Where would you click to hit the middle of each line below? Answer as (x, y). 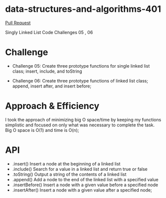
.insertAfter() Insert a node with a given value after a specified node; (82, 190)
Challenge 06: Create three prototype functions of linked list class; (80, 80)
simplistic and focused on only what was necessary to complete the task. (80, 125)
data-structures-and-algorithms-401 (83, 9)
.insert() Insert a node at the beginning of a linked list (66, 163)
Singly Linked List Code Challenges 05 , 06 (49, 32)
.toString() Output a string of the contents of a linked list (69, 174)
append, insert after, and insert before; (52, 86)
